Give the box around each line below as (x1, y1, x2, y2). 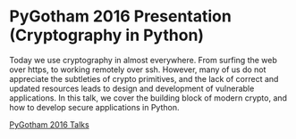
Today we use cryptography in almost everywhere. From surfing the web (9, 54, 277, 65)
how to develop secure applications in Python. (9, 102, 180, 112)
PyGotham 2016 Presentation (9, 6, 233, 27)
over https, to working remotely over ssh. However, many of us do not (9, 64, 266, 75)
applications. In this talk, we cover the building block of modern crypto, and (9, 92, 288, 103)
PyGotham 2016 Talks (9, 119, 89, 130)
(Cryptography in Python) (9, 25, 204, 45)
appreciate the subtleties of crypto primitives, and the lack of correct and (9, 73, 279, 84)
